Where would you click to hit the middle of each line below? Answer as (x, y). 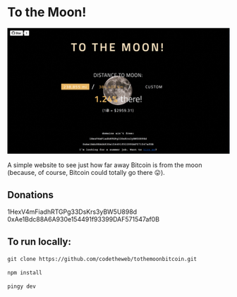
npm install (25, 273)
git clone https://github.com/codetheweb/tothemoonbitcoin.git (102, 259)
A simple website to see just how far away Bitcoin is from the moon (105, 165)
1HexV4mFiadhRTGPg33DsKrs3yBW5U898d (72, 212)
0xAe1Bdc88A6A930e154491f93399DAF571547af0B (84, 219)
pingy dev (22, 286)
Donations (31, 195)
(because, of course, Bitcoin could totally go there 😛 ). (86, 173)
